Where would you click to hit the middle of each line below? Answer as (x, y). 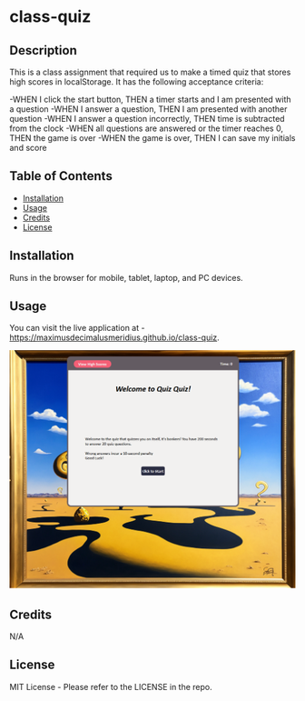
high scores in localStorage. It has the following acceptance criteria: (137, 82)
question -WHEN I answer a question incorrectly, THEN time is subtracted (147, 119)
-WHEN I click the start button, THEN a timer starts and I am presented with (151, 99)
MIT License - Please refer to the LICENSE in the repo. (111, 686)
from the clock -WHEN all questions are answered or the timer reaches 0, (147, 128)
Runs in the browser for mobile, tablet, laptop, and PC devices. (126, 277)
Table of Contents (61, 176)
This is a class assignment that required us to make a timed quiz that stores (150, 72)
